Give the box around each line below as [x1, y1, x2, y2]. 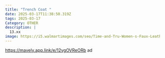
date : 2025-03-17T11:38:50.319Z [5, 12, 71, 16]
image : [5, 34, 19, 39]
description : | [5, 25, 36, 30]
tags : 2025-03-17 [5, 16, 41, 21]
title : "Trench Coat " [5, 7, 52, 12]
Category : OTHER [5, 20, 38, 26]
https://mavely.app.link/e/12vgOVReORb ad [5, 47, 92, 53]
